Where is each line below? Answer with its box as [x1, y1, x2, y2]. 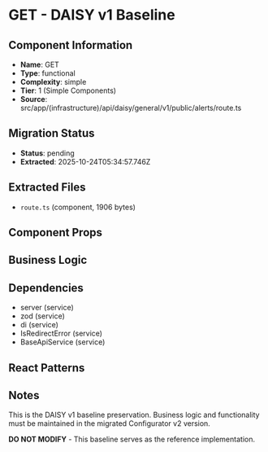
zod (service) [19, 311, 65, 321]
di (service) [19, 320, 59, 330]
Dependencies [8, 281, 84, 295]
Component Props [8, 226, 103, 239]
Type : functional [19, 68, 76, 78]
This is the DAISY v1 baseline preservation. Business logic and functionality [8, 410, 260, 420]
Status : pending [19, 148, 75, 158]
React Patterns [8, 361, 85, 375]
